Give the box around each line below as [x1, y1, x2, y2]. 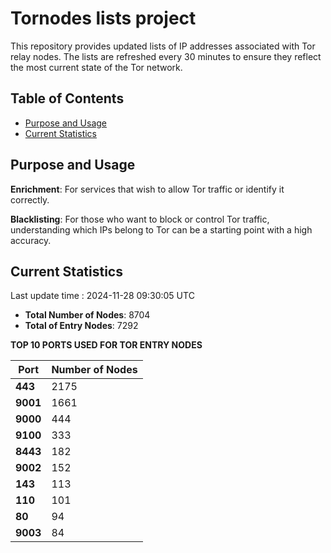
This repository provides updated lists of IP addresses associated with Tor [10, 40, 316, 52]
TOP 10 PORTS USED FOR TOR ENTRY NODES [10, 339, 203, 351]
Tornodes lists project [10, 7, 197, 30]
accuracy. [10, 234, 52, 246]
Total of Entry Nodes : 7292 [24, 320, 139, 332]
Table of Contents [10, 90, 125, 107]
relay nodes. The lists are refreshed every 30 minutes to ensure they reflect [10, 50, 322, 62]
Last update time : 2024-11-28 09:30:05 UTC [10, 290, 195, 302]
